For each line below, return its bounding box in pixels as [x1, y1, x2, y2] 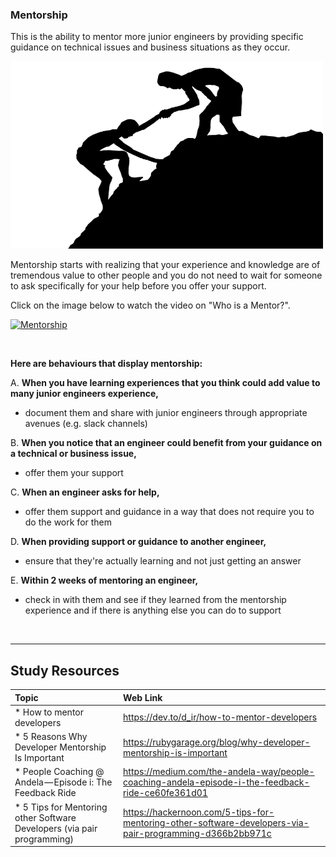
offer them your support [24, 467, 124, 479]
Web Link [123, 691, 163, 703]
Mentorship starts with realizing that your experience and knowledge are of [10, 259, 321, 271]
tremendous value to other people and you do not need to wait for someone [10, 269, 323, 282]
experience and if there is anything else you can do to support [24, 604, 282, 617]
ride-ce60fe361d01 [123, 787, 208, 799]
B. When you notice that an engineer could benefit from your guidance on [10, 437, 323, 449]
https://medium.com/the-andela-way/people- [123, 766, 315, 778]
